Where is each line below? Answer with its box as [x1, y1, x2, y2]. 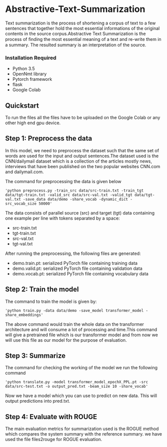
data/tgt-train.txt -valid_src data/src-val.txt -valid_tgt [5, 192, 133, 198]
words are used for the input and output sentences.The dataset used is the [5, 153, 159, 159]
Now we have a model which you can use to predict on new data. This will [5, 393, 157, 399]
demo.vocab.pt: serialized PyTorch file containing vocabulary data [12, 270, 149, 276]
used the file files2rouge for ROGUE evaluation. [5, 437, 102, 443]
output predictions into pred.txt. [5, 398, 71, 404]
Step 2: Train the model [5, 285, 79, 294]
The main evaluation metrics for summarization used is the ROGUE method [5, 426, 159, 432]
